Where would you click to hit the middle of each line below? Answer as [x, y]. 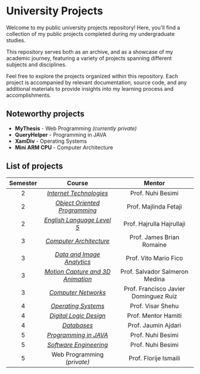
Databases [78, 325]
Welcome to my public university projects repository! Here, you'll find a [93, 27]
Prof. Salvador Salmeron [154, 271]
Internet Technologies [77, 193]
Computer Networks [77, 292]
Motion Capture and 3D [78, 271]
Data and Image [78, 254]
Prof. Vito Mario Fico [154, 258]
